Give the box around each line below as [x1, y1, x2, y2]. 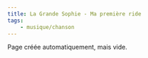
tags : [7, 17, 23, 24]
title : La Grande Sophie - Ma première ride [7, 10, 142, 18]
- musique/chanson [20, 23, 75, 30]
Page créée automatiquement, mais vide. [7, 43, 128, 52]
